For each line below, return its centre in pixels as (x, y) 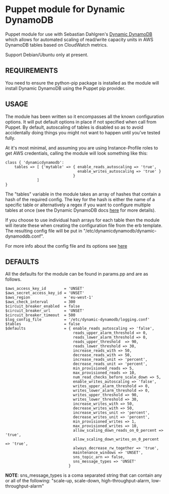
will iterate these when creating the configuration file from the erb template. (84, 225)
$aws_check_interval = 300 (40, 302)
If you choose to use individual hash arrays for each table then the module (82, 220)
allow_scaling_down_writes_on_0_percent (116, 439)
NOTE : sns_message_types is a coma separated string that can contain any (84, 475)
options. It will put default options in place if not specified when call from (81, 122)
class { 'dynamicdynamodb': (35, 162)
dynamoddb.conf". (25, 236)
